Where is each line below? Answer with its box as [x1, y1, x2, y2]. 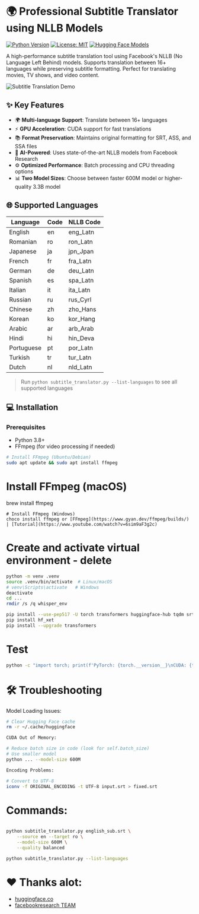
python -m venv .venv [6, 573, 60, 579]
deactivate [6, 590, 33, 596]
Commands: [6, 804, 68, 817]
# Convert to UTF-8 [6, 778, 54, 784]
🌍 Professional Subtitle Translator [6, 5, 179, 18]
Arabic [9, 324, 28, 332]
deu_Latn [68, 266, 94, 275]
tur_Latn [68, 353, 92, 361]
